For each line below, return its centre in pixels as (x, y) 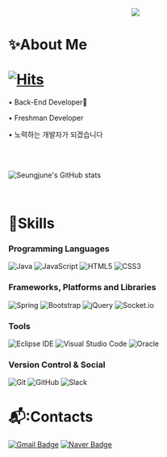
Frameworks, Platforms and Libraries (82, 288)
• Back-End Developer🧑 (48, 102)
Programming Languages (59, 249)
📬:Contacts (51, 416)
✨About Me (48, 45)
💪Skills (31, 224)
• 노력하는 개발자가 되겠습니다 (56, 135)
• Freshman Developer (46, 117)
